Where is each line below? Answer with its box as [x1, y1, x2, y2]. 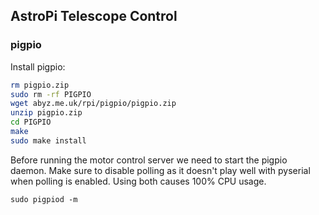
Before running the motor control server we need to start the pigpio [10, 154, 288, 166]
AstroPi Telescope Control [10, 8, 178, 25]
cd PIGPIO [10, 117, 52, 128]
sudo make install [10, 135, 87, 146]
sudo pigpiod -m [10, 194, 78, 204]
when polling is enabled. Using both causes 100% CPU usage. [10, 175, 267, 187]
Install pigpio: [10, 60, 66, 73]
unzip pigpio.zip [10, 108, 83, 118]
